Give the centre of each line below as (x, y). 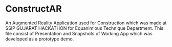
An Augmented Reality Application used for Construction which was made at (86, 23)
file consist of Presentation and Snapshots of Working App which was (79, 33)
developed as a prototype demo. (40, 39)
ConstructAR (34, 9)
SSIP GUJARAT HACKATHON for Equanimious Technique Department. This (84, 28)
